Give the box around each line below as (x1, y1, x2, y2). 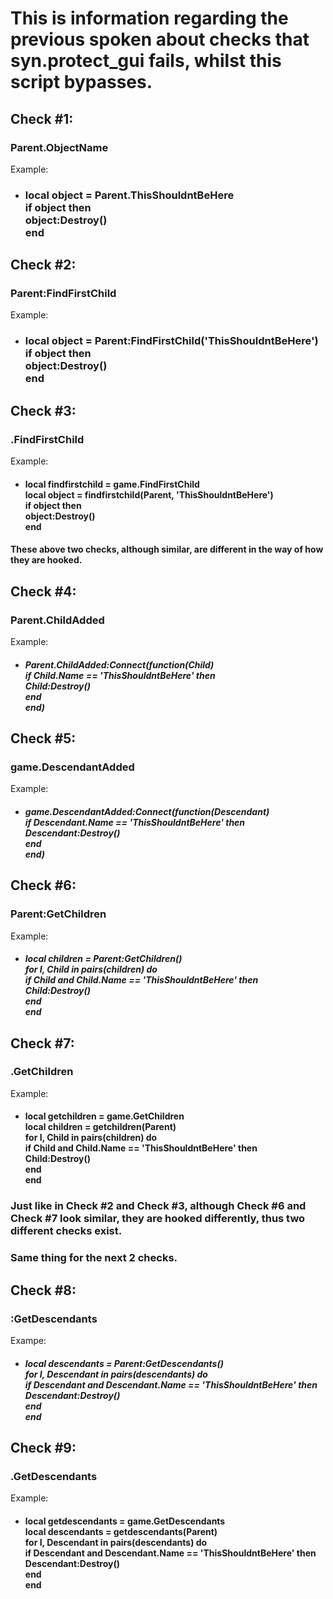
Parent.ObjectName (10, 140, 109, 154)
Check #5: (10, 730, 77, 747)
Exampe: (10, 1334, 47, 1346)
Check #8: (10, 1282, 77, 1299)
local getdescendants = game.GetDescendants (24, 1515, 226, 1527)
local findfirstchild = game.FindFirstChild (24, 478, 200, 490)
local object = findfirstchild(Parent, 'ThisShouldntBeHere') (24, 488, 274, 501)
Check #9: (10, 1439, 77, 1456)
